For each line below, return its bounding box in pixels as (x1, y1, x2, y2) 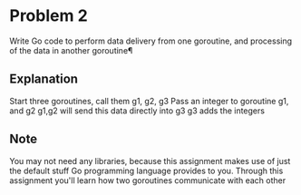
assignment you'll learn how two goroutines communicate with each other (9, 174, 286, 186)
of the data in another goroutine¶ (9, 44, 133, 55)
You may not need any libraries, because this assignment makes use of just (9, 155, 291, 166)
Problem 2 (9, 5, 88, 26)
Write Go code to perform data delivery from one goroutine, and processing (9, 35, 293, 46)
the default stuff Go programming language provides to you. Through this (9, 165, 284, 176)
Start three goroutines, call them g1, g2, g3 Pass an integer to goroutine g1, (9, 95, 289, 106)
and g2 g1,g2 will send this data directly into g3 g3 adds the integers (9, 105, 266, 116)
